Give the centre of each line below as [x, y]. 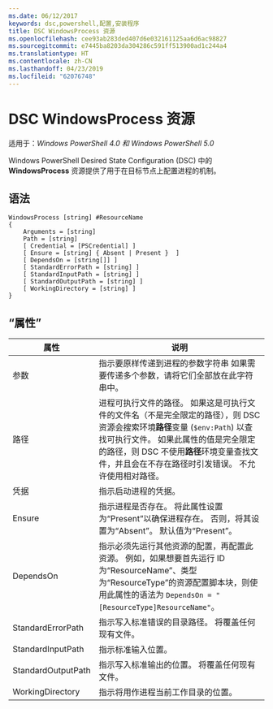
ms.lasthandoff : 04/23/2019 [56, 69]
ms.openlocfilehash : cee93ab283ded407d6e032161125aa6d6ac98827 [118, 39]
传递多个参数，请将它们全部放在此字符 [180, 376]
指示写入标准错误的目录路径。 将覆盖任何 [177, 622]
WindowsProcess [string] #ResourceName [76, 218]
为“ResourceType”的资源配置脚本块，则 [174, 583]
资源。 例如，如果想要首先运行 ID [162, 559]
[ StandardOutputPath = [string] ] [83, 282]
